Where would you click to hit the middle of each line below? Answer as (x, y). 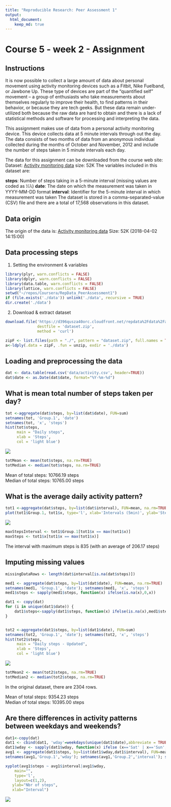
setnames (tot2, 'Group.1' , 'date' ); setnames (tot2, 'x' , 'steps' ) (77, 634)
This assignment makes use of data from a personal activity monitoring (80, 129)
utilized (13, 113)
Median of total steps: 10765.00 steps (45, 480)
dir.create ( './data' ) (28, 303)
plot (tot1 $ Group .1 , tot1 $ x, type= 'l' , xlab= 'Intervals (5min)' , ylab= (82, 513)
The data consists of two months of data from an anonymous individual (80, 139)
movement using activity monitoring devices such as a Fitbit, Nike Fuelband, (85, 86)
